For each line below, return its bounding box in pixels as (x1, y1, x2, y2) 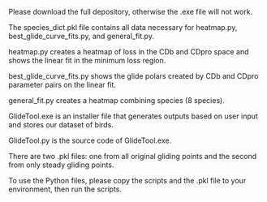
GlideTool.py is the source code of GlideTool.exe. (8, 135, 172, 145)
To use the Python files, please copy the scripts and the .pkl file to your (8, 176, 247, 185)
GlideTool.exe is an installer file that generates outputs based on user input (8, 111, 258, 121)
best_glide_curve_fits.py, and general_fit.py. (8, 32, 154, 41)
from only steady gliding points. (8, 160, 114, 170)
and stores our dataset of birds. (8, 120, 114, 129)
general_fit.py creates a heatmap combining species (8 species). (8, 96, 225, 105)
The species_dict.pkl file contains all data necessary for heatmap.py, (8, 23, 238, 32)
